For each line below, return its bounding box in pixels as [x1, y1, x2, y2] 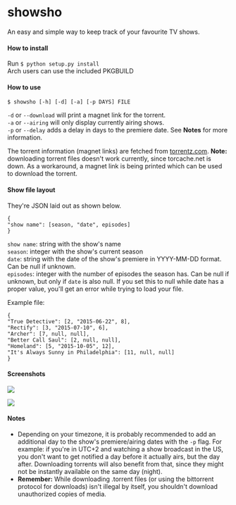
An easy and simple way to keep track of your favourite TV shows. [7, 27, 200, 36]
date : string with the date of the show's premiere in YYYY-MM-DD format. [7, 254, 222, 263]
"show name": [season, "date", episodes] [7, 221, 131, 228]
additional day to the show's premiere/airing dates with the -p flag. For [17, 437, 222, 446]
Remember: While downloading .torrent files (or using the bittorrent [17, 475, 214, 483]
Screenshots [7, 370, 46, 378]
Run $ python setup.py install [7, 59, 100, 68]
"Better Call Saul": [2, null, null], [7, 336, 121, 344]
